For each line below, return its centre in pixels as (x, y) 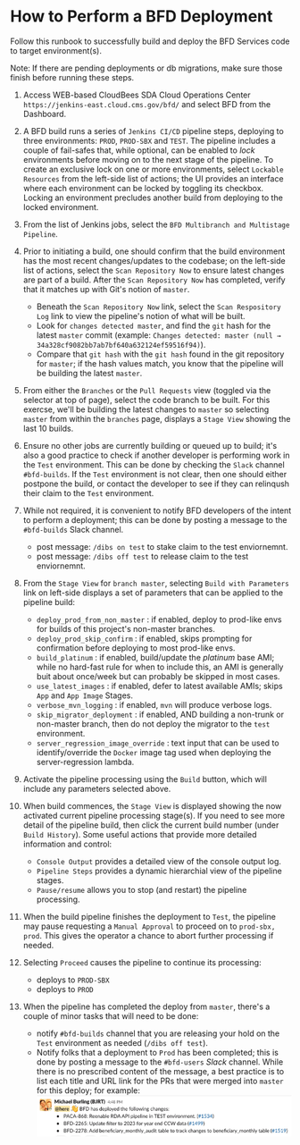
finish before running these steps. (72, 77)
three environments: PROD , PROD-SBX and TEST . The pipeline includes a (149, 140)
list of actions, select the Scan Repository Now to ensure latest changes (154, 270)
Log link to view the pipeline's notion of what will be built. (141, 316)
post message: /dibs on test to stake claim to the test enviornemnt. (162, 546)
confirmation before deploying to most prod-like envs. (136, 648)
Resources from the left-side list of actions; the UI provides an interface (153, 178)
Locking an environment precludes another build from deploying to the (153, 198)
